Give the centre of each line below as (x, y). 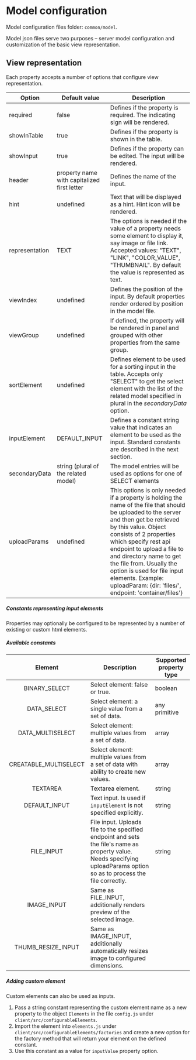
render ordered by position (147, 304)
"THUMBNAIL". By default (146, 265)
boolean (166, 688)
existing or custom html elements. (47, 629)
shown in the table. (136, 139)
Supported (171, 660)
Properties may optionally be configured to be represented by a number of (95, 623)
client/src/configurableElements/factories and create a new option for (102, 1032)
